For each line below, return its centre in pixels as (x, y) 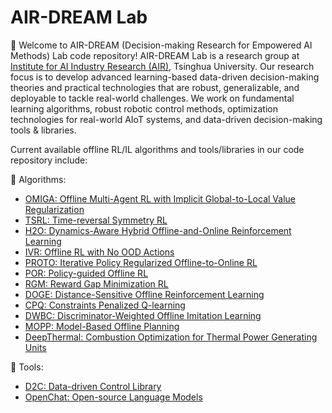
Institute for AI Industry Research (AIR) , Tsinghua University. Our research (162, 66)
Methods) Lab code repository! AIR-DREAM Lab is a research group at (155, 55)
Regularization (54, 209)
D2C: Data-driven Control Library (93, 386)
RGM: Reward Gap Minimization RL (96, 283)
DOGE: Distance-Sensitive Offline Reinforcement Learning (144, 294)
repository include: (49, 160)
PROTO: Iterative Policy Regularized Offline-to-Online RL (141, 262)
